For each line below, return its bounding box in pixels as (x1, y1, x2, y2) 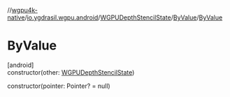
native (7, 13, 25, 22)
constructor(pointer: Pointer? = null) (7, 82, 110, 90)
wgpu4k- (11, 6, 38, 14)
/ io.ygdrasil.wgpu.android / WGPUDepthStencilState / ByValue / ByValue (24, 13, 223, 22)
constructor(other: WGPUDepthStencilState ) (7, 68, 135, 76)
